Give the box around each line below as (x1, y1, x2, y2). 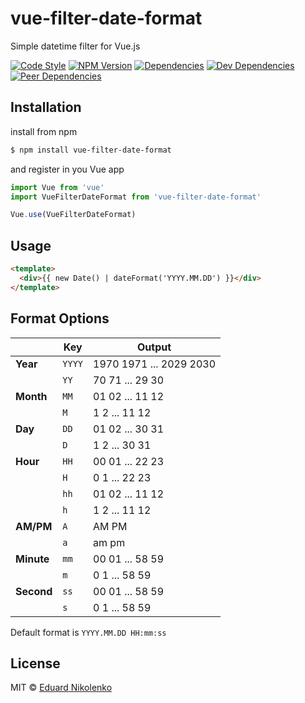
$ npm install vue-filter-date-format (10, 145, 172, 155)
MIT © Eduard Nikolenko (10, 682, 113, 694)
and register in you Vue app (10, 163, 125, 175)
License (10, 655, 61, 672)
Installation (10, 99, 82, 116)
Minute (15, 552, 50, 566)
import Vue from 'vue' (10, 182, 105, 192)
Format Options (10, 310, 110, 327)
